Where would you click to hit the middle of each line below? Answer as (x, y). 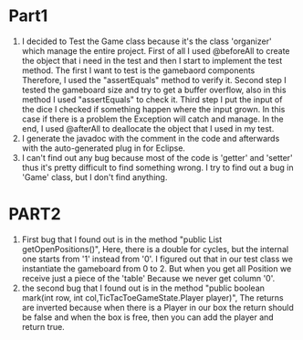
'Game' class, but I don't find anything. (94, 177)
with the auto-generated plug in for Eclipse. (104, 148)
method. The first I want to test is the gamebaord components (138, 70)
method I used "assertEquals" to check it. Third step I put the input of (152, 99)
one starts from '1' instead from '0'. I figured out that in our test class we (157, 259)
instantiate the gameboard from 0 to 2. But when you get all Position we (157, 268)
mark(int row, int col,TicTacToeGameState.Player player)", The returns (152, 297)
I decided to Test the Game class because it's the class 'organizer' (146, 41)
